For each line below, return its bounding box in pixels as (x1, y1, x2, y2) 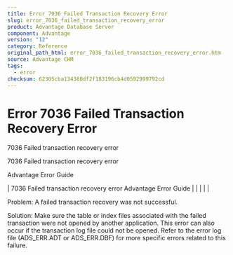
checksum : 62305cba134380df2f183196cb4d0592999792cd (7, 75, 165, 83)
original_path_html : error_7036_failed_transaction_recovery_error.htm (7, 50, 221, 57)
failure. (7, 241, 28, 249)
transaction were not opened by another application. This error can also (7, 219, 215, 228)
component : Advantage (7, 29, 71, 37)
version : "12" (7, 36, 49, 43)
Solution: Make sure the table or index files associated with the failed (7, 212, 207, 220)
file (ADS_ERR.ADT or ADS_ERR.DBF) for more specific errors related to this (7, 234, 226, 242)
